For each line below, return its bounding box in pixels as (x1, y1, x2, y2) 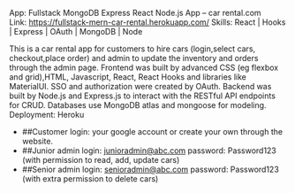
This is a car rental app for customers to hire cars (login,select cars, (9, 43, 256, 54)
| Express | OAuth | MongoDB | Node (9, 27, 143, 36)
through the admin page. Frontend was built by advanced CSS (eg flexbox (9, 62, 279, 73)
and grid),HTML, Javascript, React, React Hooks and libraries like (9, 72, 247, 82)
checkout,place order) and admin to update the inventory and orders (9, 53, 259, 63)
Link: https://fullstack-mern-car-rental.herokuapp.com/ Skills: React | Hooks (9, 17, 286, 27)
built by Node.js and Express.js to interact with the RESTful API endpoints (9, 90, 276, 101)
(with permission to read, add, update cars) (21, 155, 180, 165)
